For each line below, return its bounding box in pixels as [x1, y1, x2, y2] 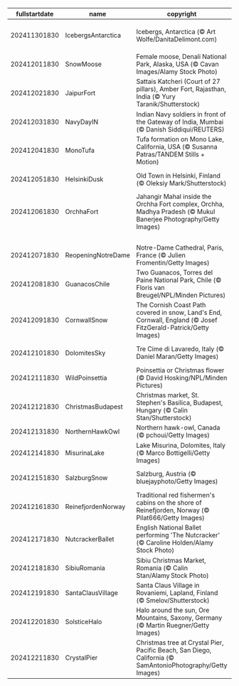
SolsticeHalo [65, 617, 102, 626]
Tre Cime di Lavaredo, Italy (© [136, 345, 225, 353]
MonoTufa [65, 146, 95, 155]
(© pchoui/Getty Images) [136, 431, 210, 439]
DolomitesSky [65, 348, 106, 357]
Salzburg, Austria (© [136, 470, 197, 478]
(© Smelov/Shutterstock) [136, 596, 210, 604]
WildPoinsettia [65, 373, 107, 382]
